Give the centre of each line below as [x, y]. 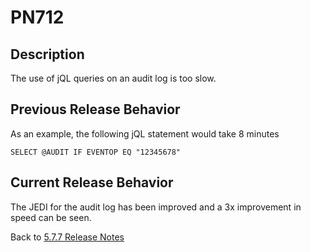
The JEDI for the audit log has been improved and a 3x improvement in [156, 207]
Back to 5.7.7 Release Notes [67, 237]
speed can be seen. [51, 217]
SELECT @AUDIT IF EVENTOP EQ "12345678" [96, 152]
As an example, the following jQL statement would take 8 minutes [145, 133]
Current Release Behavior [92, 182]
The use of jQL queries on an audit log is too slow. [113, 78]
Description [47, 54]
